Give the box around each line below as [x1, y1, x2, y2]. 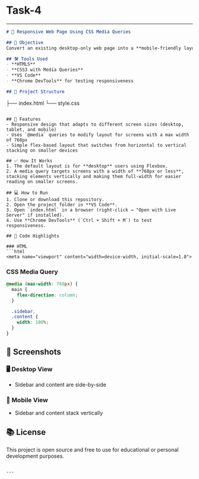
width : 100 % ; [17, 320, 49, 325]
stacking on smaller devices [6, 147, 78, 154]
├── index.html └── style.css [6, 99, 80, 107]
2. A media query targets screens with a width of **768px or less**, [6, 168, 184, 174]
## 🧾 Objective [6, 39, 44, 45]
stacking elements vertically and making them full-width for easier [6, 173, 182, 179]
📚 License [6, 427, 46, 437]
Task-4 [6, 4, 42, 17]
